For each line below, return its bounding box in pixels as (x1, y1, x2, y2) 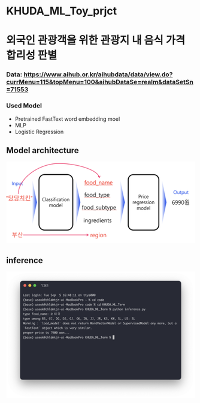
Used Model (6, 102, 42, 110)
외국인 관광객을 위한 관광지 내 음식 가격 (6, 34, 186, 47)
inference (6, 255, 43, 265)
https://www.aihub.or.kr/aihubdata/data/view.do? (23, 70, 173, 79)
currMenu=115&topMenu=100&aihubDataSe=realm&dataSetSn (6, 78, 193, 86)
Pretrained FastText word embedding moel (14, 115, 120, 123)
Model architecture (6, 145, 79, 156)
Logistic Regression (14, 128, 64, 135)
